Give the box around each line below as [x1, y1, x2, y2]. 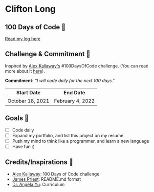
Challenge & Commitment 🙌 [5, 50, 90, 58]
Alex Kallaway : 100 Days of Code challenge [12, 171, 100, 177]
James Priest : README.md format [12, 176, 81, 182]
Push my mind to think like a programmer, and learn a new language [12, 138, 149, 144]
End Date [63, 89, 86, 96]
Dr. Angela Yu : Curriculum [12, 181, 65, 187]
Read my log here [5, 36, 41, 42]
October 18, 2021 [7, 97, 50, 104]
